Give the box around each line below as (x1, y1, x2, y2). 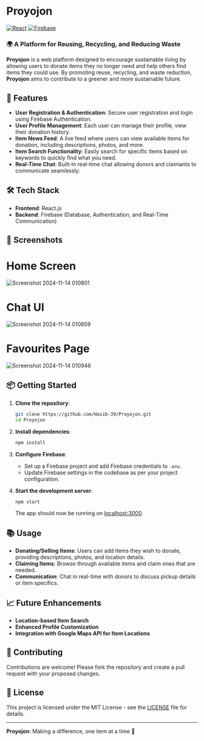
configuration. (24, 475, 59, 482)
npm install (15, 439, 46, 445)
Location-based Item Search (15, 617, 89, 624)
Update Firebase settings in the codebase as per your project (24, 469, 178, 476)
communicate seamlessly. (15, 167, 81, 174)
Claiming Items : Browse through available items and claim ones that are (15, 560, 195, 567)
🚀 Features (6, 93, 48, 103)
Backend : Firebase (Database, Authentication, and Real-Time (15, 211, 169, 218)
